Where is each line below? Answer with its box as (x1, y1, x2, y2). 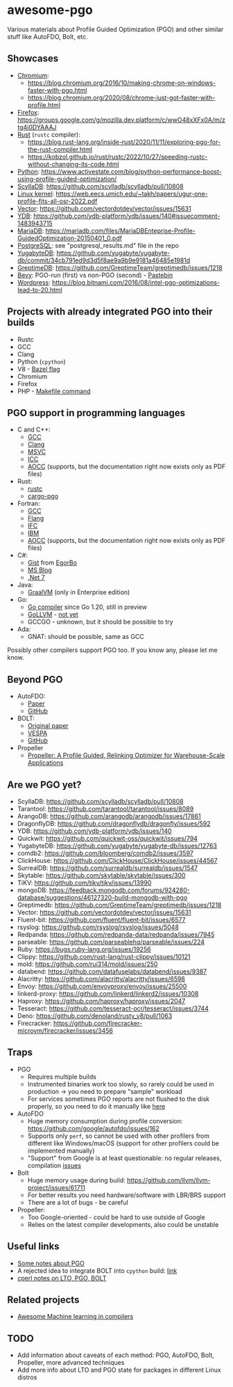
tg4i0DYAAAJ (17, 122, 57, 131)
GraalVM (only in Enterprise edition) (27, 588, 130, 596)
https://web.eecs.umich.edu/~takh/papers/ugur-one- (55, 189, 208, 198)
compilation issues (27, 1161, 82, 1169)
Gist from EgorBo (27, 559, 78, 567)
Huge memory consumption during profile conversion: (27, 1116, 183, 1125)
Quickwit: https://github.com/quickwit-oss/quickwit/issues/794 (17, 834, 198, 842)
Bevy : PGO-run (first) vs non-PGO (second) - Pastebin (17, 271, 173, 279)
